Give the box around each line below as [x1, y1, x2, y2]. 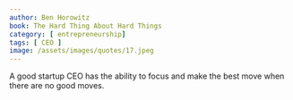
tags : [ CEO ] [9, 37, 63, 47]
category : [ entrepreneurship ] [9, 29, 126, 38]
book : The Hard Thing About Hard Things [9, 21, 163, 30]
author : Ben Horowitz [9, 12, 90, 22]
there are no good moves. [9, 80, 105, 91]
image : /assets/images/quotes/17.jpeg [9, 46, 154, 55]
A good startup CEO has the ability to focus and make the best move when [9, 71, 285, 81]
